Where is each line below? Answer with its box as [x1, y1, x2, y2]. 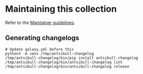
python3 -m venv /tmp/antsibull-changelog [5, 51, 94, 56]
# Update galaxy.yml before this [5, 47, 74, 52]
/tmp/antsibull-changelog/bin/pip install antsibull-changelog [5, 55, 139, 60]
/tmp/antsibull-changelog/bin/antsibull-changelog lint [5, 60, 123, 65]
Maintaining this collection [5, 3, 117, 15]
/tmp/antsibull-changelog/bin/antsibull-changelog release [5, 64, 130, 69]
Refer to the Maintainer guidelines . [5, 20, 76, 25]
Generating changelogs [5, 34, 80, 42]
